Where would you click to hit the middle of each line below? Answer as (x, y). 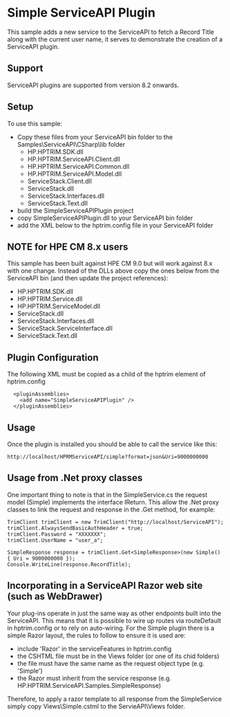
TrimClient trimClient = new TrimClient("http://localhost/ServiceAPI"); (116, 522)
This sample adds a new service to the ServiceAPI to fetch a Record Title (111, 32)
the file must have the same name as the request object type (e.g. (111, 663)
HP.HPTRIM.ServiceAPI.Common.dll (78, 166)
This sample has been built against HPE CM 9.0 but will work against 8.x (110, 264)
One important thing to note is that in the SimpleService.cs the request (107, 494)
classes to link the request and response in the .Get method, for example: (111, 509)
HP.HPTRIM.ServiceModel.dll (59, 307)
